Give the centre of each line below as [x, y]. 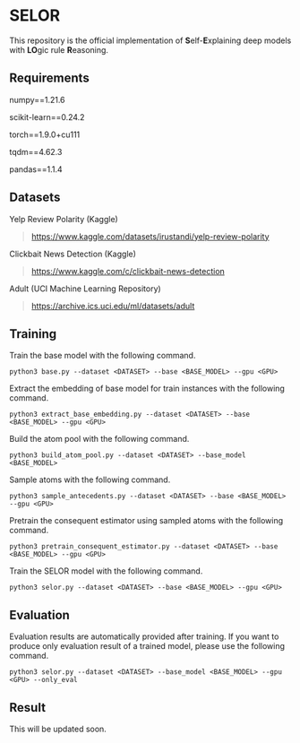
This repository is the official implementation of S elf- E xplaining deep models [150, 40]
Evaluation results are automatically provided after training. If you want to [144, 636]
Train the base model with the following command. [103, 356]
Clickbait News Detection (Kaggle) [73, 254]
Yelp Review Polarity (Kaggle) [64, 219]
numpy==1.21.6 [37, 99]
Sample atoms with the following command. [90, 479]
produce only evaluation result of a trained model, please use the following [147, 646]
